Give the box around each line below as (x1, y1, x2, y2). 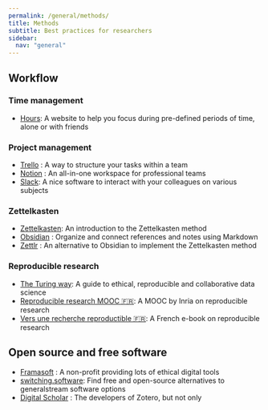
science (19, 287, 47, 297)
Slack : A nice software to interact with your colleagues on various (19, 177, 238, 187)
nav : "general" (15, 42, 67, 50)
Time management (8, 95, 83, 107)
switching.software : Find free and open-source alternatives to (19, 376, 225, 385)
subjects (19, 186, 49, 195)
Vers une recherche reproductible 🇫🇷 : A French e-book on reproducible (19, 313, 260, 323)
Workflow (8, 71, 59, 85)
